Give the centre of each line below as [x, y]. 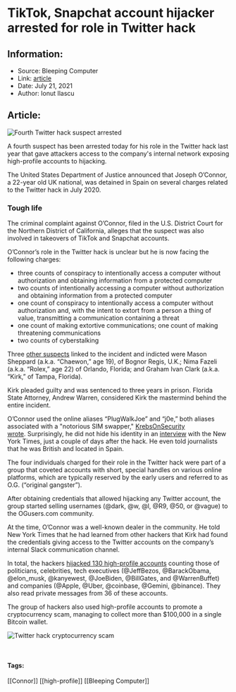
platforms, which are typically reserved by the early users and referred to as [118, 478]
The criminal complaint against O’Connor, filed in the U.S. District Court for [115, 223]
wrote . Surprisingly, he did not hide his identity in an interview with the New [117, 434]
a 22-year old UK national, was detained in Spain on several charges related [118, 182]
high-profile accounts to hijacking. [57, 161]
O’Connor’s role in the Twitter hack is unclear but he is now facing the [108, 252]
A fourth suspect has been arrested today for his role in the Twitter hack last [118, 146]
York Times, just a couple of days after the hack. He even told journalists [113, 441]
